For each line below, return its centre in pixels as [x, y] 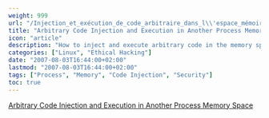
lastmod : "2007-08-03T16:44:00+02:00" [73, 68]
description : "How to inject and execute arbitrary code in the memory [130, 45]
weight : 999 [28, 16]
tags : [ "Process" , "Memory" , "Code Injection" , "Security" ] [111, 75]
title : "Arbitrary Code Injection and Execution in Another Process [125, 30]
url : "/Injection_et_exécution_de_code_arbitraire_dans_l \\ [111, 23]
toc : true [25, 82]
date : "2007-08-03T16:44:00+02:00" [68, 61]
